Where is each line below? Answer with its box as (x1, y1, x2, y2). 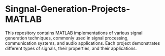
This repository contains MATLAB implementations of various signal (5, 30, 143, 36)
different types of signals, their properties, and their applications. (5, 45, 137, 51)
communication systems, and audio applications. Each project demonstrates (5, 40, 160, 46)
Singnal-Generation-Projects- (5, 3, 131, 15)
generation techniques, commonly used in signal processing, (5, 35, 129, 41)
